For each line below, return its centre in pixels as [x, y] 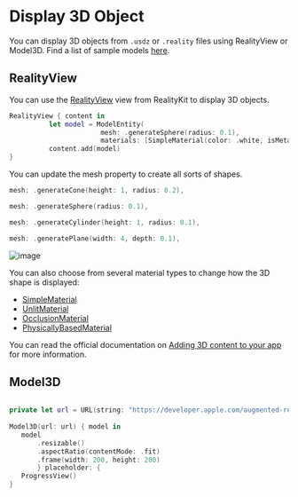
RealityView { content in [57, 116]
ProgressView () [49, 477]
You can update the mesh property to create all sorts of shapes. [126, 174]
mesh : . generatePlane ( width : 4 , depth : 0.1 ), [94, 238]
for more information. [48, 354]
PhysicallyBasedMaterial [67, 327]
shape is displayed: [44, 282]
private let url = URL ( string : [67, 410]
